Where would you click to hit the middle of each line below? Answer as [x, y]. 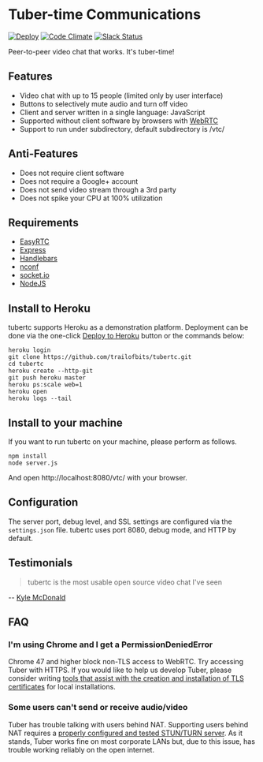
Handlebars [38, 259]
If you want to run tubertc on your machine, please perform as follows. [123, 442]
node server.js [33, 463]
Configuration [43, 502]
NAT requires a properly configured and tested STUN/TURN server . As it [125, 733]
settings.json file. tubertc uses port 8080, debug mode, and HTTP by [122, 529]
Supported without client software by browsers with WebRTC [119, 121]
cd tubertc [26, 364]
